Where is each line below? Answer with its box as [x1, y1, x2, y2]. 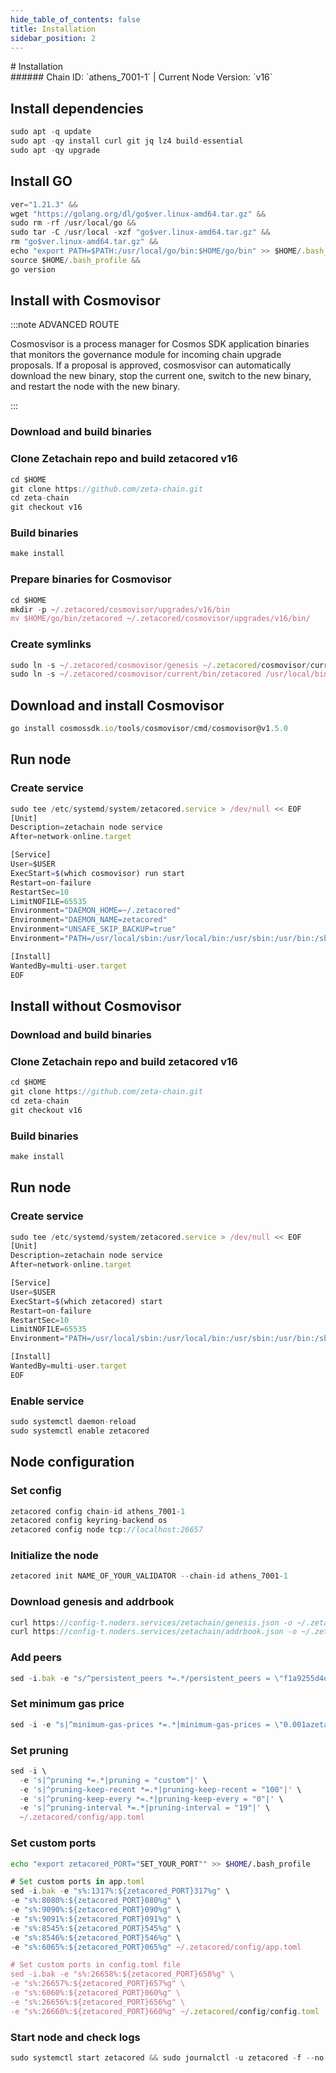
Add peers [10, 1651, 62, 1665]
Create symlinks [10, 637, 92, 651]
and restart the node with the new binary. [10, 381, 181, 393]
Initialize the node [10, 1549, 99, 1563]
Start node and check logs [10, 2030, 141, 2044]
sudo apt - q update [10, 127, 92, 137]
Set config [10, 1484, 62, 1498]
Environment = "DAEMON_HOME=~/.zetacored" [10, 906, 182, 916]
